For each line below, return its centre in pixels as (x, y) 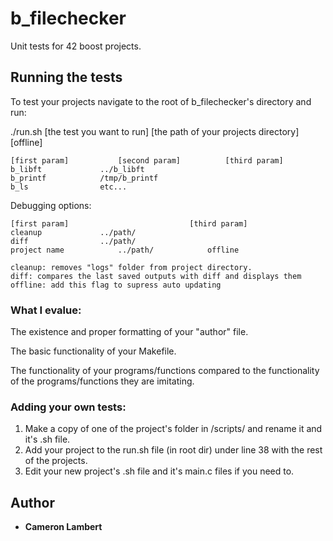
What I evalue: (46, 310)
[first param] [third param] (129, 223)
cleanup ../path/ (73, 232)
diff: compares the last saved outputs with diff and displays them (156, 276)
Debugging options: (51, 205)
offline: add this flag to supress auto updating (116, 285)
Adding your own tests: (68, 407)
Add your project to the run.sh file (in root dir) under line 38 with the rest (173, 450)
